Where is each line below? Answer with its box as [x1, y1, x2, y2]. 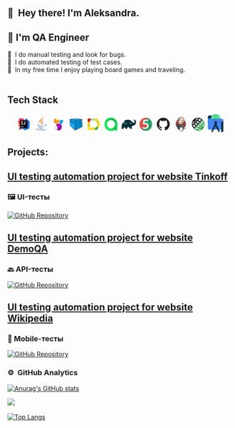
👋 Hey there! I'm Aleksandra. [7, 7, 140, 19]
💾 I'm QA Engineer [7, 31, 90, 44]
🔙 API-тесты [7, 265, 53, 275]
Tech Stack [7, 93, 58, 106]
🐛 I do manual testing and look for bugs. [7, 51, 126, 59]
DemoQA [7, 243, 48, 255]
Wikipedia [7, 312, 53, 325]
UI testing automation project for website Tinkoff [7, 170, 228, 183]
